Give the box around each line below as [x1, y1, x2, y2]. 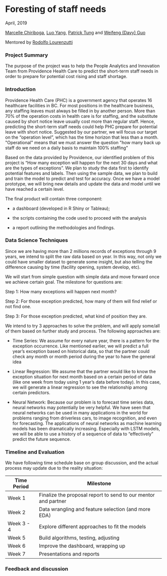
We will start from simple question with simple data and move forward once [5, 273, 160, 279]
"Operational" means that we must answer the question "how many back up [5, 139, 161, 145]
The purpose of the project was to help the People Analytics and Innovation [5, 63, 160, 69]
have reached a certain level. [5, 186, 65, 192]
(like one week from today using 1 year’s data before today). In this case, [12, 379, 161, 385]
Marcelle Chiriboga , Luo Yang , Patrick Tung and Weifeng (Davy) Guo [5, 29, 146, 35]
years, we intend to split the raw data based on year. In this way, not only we [5, 253, 162, 259]
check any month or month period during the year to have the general [12, 353, 156, 359]
